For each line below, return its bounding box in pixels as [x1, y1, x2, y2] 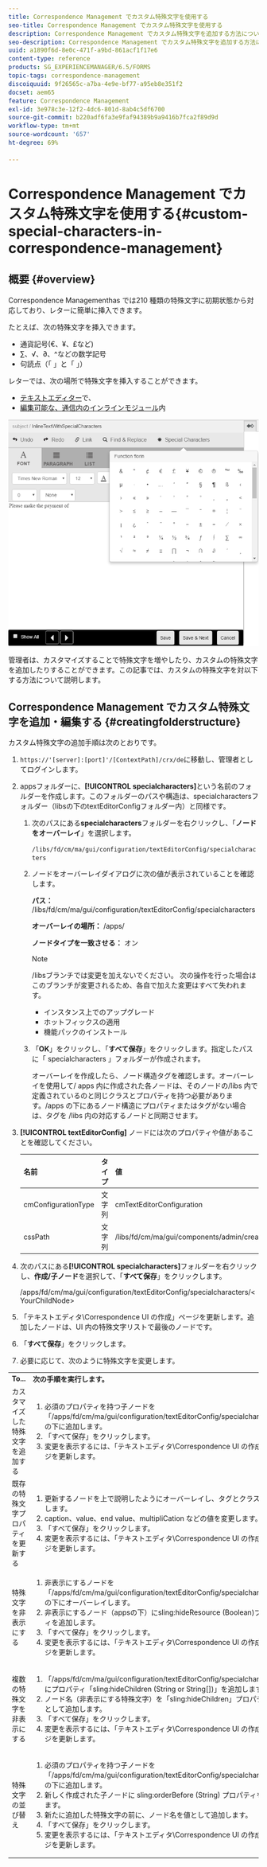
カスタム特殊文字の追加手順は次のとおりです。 [8, 738, 161, 747]
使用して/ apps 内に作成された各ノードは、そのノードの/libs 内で [45, 1081, 258, 1090]
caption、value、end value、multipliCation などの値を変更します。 [44, 1514, 262, 1523]
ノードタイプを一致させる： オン [31, 938, 139, 948]
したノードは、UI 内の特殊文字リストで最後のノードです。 [26, 1322, 217, 1331]
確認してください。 [33, 1138, 97, 1148]
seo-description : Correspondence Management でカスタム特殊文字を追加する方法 [8, 38, 257, 46]
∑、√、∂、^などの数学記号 [19, 349, 106, 358]
